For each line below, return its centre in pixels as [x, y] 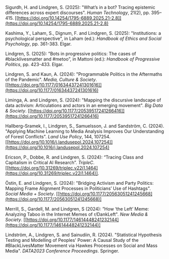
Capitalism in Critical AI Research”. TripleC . [50, 163]
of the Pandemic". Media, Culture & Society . [51, 80]
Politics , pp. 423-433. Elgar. [34, 64]
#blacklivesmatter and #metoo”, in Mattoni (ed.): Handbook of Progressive [83, 59]
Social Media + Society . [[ [32, 194]
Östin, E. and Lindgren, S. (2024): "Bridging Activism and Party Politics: [79, 183]
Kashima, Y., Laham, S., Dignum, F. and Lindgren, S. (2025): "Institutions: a [83, 33]
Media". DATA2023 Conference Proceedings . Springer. [62, 251]
